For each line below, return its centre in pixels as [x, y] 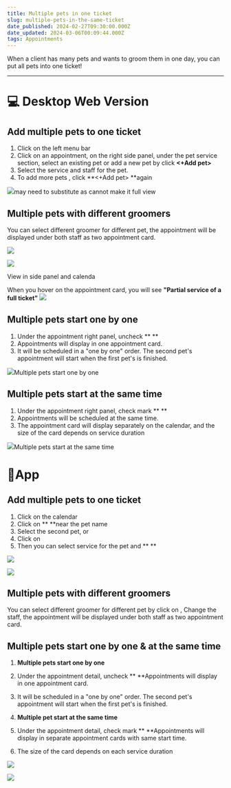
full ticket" [23, 298]
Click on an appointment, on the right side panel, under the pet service [117, 156]
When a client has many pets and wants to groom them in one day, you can [113, 59]
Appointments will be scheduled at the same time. [88, 418]
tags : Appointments [35, 39]
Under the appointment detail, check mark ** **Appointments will [111, 731]
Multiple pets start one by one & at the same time [114, 646]
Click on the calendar [47, 517]
